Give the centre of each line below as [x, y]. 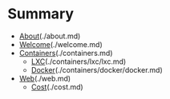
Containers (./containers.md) [66, 53]
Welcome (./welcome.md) [61, 44]
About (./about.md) [50, 36]
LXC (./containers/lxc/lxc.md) [79, 61]
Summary [40, 14]
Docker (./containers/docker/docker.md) [97, 69]
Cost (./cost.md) [57, 87]
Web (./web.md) [45, 78]
